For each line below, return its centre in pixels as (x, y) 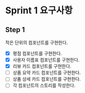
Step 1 (15, 29)
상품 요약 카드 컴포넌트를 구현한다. (47, 73)
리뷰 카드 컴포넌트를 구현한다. (42, 66)
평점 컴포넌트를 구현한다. (37, 53)
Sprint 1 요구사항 (39, 10)
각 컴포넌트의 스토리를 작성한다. (44, 85)
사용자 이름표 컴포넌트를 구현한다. (46, 60)
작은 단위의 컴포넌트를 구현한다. (37, 42)
